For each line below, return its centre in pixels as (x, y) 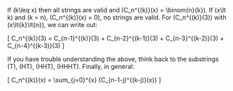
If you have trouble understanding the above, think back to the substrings (113, 59)
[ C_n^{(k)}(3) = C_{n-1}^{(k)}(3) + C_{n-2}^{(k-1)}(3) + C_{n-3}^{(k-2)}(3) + (116, 38)
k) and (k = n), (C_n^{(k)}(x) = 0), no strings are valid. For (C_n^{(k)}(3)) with (117, 17)
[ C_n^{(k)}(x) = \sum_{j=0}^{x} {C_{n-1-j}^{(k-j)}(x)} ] (84, 80)
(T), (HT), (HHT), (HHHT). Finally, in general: (71, 66)
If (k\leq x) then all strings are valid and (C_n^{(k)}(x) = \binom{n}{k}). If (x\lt (116, 10)
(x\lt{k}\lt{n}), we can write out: (52, 25)
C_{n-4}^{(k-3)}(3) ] (36, 45)
